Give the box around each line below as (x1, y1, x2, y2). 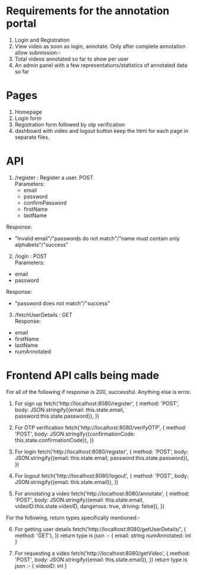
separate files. (14, 134, 50, 141)
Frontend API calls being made (6, 369, 160, 382)
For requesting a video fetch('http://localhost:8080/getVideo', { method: (14, 549, 190, 557)
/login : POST (14, 252, 47, 259)
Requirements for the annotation (6, 4, 170, 18)
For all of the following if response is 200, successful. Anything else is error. (6, 388, 192, 395)
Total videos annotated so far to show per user (14, 55, 129, 62)
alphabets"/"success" (14, 241, 69, 248)
